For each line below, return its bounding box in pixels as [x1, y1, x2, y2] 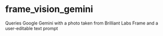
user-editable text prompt [5, 25, 58, 31]
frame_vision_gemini [5, 3, 93, 15]
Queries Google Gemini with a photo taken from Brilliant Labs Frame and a [5, 20, 158, 26]
